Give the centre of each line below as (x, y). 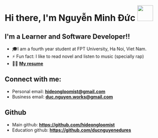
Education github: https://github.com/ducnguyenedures (71, 130)
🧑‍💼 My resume (28, 63)
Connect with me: (33, 80)
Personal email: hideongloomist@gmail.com (59, 91)
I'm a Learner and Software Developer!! (67, 36)
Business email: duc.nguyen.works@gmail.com (62, 97)
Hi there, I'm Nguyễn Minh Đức (70, 18)
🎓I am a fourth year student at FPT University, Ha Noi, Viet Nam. (79, 49)
